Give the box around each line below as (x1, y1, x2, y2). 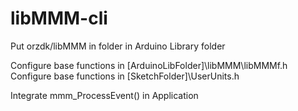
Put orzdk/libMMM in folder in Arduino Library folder (10, 40, 226, 52)
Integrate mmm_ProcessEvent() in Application (10, 89, 199, 101)
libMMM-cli (10, 7, 108, 30)
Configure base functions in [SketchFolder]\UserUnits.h (10, 70, 240, 82)
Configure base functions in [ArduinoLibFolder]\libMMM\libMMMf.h (10, 59, 288, 71)
